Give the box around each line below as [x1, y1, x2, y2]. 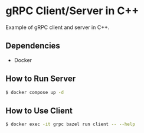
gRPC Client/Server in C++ [5, 4, 139, 18]
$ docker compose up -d [5, 89, 64, 95]
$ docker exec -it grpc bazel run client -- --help [5, 121, 135, 128]
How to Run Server [5, 74, 76, 84]
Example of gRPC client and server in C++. [5, 24, 110, 31]
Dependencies [5, 41, 60, 51]
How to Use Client [5, 105, 73, 116]
